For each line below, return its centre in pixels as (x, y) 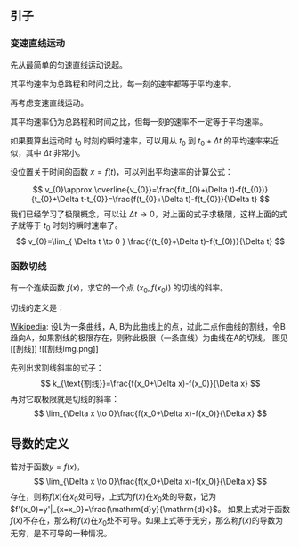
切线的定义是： (37, 308)
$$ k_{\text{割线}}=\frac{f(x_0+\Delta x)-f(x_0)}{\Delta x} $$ (150, 384)
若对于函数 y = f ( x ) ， (48, 467)
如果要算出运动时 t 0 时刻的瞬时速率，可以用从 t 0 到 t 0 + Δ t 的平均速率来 (140, 141)
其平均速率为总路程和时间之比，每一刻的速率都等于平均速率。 (123, 84)
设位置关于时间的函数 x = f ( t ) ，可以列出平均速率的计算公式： (122, 172)
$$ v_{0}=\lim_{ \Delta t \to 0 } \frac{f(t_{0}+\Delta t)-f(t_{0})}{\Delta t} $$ (150, 241)
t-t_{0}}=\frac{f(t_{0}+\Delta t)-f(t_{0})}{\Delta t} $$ (175, 200)
